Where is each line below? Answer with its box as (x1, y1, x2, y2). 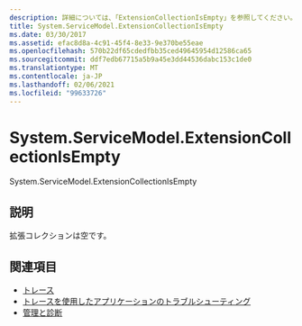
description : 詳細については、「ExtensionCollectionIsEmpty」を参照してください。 (9, 13, 297, 23)
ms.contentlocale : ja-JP (9, 72, 103, 81)
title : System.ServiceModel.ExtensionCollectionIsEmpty (9, 22, 224, 31)
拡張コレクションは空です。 (9, 231, 112, 241)
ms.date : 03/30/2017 (9, 30, 87, 39)
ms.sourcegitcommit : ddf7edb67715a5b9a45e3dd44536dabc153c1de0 (9, 55, 252, 64)
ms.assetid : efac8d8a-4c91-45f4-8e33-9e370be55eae (9, 38, 204, 48)
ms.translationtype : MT (9, 64, 99, 73)
